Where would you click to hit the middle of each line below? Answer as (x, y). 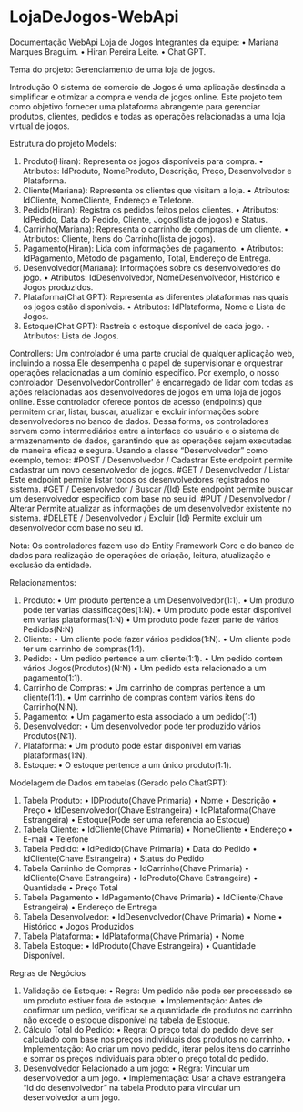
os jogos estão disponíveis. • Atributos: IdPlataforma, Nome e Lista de (154, 307)
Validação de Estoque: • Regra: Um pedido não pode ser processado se (157, 991)
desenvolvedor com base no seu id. (76, 527)
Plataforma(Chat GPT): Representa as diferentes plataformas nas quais (156, 296)
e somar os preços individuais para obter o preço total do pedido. (145, 1058)
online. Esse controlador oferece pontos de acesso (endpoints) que (136, 401)
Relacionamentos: (43, 582)
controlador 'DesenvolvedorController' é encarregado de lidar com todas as (151, 382)
